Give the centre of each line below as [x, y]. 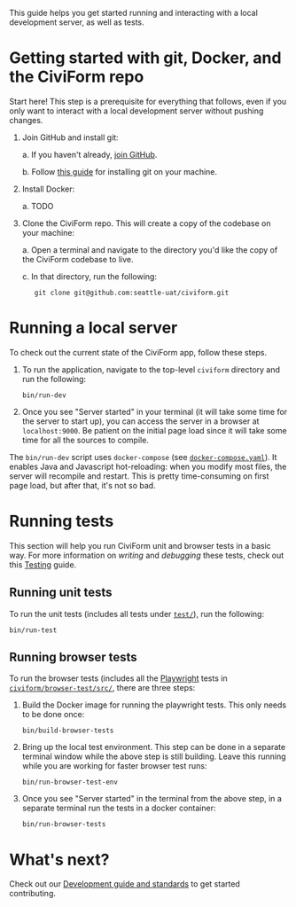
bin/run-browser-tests [64, 825]
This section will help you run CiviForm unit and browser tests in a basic [140, 545]
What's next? [59, 860]
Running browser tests [73, 657]
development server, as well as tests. [77, 22]
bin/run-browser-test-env [70, 782]
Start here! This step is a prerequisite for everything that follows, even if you [148, 101]
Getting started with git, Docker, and [145, 58]
